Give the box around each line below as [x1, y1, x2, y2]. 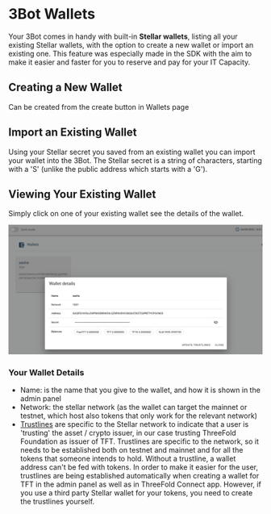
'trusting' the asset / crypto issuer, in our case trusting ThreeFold [19, 428, 236, 438]
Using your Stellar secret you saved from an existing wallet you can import [8, 147, 256, 157]
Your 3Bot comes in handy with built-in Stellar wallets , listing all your [8, 31, 238, 41]
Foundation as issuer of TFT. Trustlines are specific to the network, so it [19, 437, 260, 446]
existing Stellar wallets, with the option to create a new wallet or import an [8, 40, 254, 49]
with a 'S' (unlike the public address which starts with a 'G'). [8, 164, 208, 173]
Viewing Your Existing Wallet [8, 187, 156, 201]
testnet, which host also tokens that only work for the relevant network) [19, 411, 258, 420]
